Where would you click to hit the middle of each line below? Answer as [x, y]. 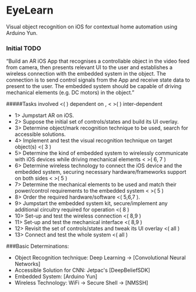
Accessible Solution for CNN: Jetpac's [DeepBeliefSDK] [82, 270]
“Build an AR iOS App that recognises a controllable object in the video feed [98, 61]
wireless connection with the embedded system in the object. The [86, 74]
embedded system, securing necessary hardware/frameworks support [100, 172]
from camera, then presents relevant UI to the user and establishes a [89, 67]
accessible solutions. [40, 134]
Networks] [27, 264]
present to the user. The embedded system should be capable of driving [94, 86]
